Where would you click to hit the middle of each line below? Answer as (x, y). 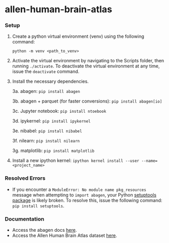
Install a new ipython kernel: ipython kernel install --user (76, 161)
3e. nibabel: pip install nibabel (47, 131)
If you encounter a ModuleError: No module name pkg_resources (79, 189)
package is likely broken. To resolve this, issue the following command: (87, 200)
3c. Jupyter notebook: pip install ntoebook (59, 111)
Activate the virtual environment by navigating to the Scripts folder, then (88, 61)
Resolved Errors (25, 178)
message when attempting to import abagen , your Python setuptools (84, 195)
